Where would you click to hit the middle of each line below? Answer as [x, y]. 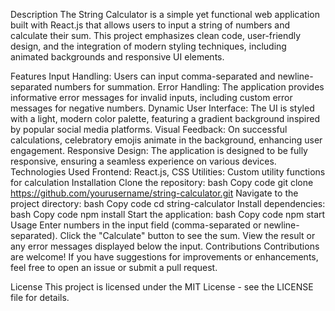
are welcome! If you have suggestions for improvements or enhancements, [164, 257]
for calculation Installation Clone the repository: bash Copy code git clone [162, 182]
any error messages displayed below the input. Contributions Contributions [165, 246]
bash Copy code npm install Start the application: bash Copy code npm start [168, 214]
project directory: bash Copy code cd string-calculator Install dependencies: [168, 203]
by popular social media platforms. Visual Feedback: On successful [149, 129]
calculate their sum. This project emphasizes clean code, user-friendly [156, 35]
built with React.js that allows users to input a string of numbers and [150, 25]
